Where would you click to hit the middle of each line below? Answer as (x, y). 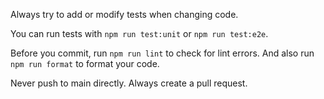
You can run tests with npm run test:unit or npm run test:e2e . (139, 33)
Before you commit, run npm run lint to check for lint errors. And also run (162, 53)
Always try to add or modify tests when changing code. (124, 14)
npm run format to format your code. (85, 63)
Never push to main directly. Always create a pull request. (129, 83)
